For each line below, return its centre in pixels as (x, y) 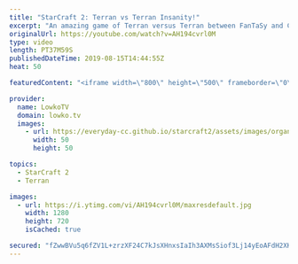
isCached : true (53, 230)
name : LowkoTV (43, 107)
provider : (27, 98)
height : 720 (47, 221)
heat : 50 (25, 67)
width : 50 (51, 140)
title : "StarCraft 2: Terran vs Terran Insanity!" (105, 17)
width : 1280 (47, 214)
